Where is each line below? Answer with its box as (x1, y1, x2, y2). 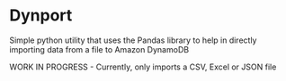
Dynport (9, 5, 73, 26)
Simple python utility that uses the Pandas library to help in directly (9, 35, 257, 45)
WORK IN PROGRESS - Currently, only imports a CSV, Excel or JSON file (9, 61, 277, 72)
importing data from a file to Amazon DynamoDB (9, 44, 190, 54)
